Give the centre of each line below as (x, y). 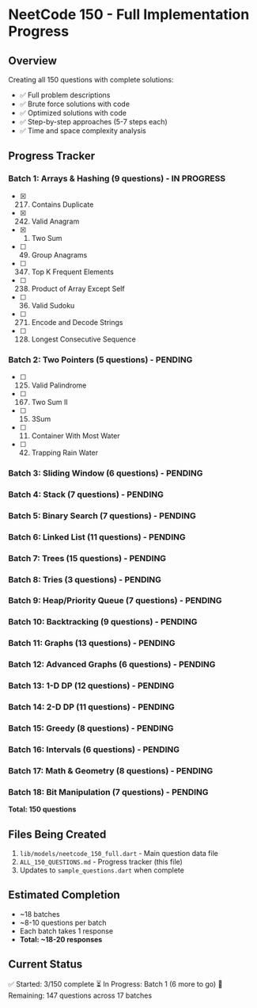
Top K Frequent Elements (73, 272)
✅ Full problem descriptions (65, 95)
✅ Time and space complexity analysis (83, 131)
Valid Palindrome (59, 385)
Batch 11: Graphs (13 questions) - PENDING (92, 643)
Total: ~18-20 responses (61, 939)
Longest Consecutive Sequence (83, 339)
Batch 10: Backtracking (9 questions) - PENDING (103, 622)
